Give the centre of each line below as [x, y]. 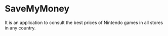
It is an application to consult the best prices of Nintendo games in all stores [84, 22]
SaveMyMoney [37, 9]
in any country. [20, 27]
